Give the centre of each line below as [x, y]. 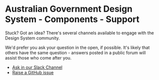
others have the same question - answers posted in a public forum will [75, 53]
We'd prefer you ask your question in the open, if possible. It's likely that [77, 47]
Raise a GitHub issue [33, 72]
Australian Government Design [69, 9]
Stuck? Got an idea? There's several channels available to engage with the [79, 33]
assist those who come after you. [38, 58]
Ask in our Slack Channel [37, 67]
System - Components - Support [72, 19]
